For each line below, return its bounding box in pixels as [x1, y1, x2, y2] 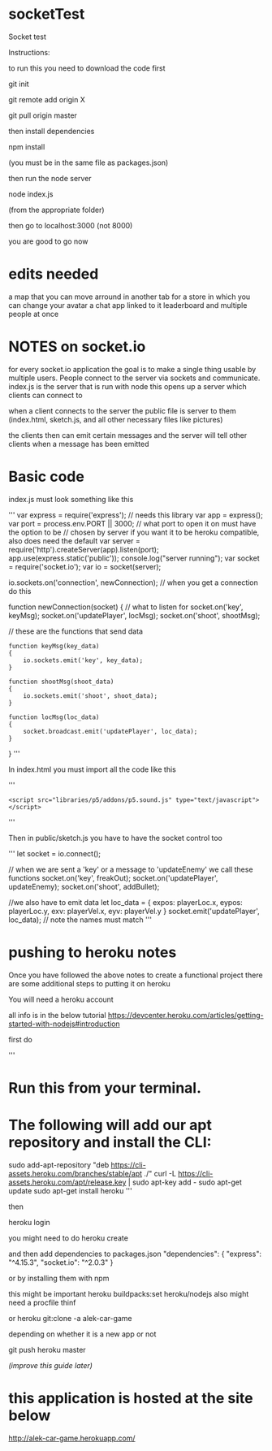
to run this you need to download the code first [8, 63, 166, 73]
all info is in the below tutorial [8, 1010, 107, 1020]
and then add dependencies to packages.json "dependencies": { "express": [8, 1249, 262, 1258]
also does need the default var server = [8, 535, 140, 545]
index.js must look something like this [8, 494, 134, 504]
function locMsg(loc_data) [8, 713, 100, 721]
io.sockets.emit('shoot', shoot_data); [23, 691, 158, 700]
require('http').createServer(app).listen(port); [8, 544, 160, 554]
